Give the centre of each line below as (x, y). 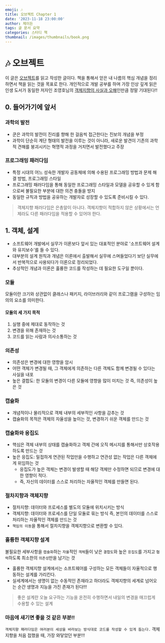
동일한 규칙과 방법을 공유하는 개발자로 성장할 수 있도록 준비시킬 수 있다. (81, 197)
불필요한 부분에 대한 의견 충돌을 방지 (60, 191)
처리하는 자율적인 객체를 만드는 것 (45, 520)
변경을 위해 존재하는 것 (34, 330)
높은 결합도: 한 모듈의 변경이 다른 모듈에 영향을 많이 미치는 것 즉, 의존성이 (82, 381)
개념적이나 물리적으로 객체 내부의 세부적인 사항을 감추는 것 (68, 412)
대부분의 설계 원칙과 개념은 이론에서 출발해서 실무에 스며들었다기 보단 (79, 256)
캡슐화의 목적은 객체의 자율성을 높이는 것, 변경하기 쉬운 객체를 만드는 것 (81, 419)
